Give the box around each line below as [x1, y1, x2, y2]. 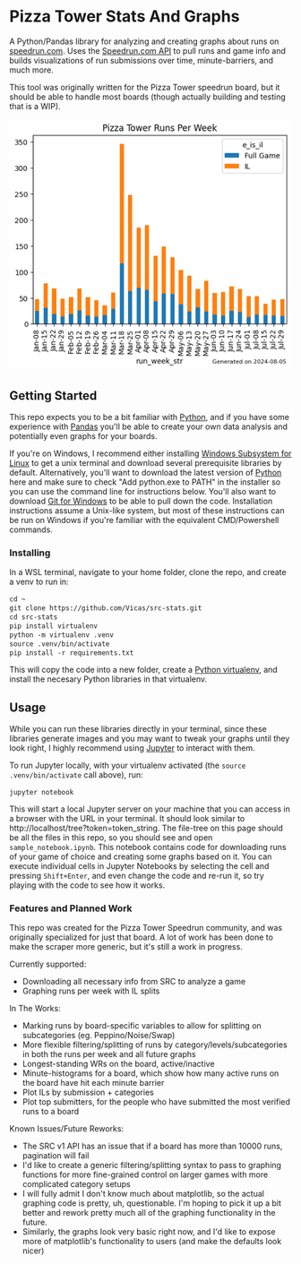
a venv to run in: [9, 576, 69, 588]
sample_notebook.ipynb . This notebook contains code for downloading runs [9, 842, 287, 853]
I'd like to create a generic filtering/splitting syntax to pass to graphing [21, 1160, 282, 1171]
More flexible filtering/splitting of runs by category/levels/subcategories [21, 1039, 288, 1050]
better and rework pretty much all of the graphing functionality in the [21, 1208, 276, 1218]
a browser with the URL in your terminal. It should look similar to [9, 813, 245, 824]
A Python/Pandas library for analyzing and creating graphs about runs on [9, 36, 279, 47]
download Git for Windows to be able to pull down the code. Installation [9, 495, 273, 506]
